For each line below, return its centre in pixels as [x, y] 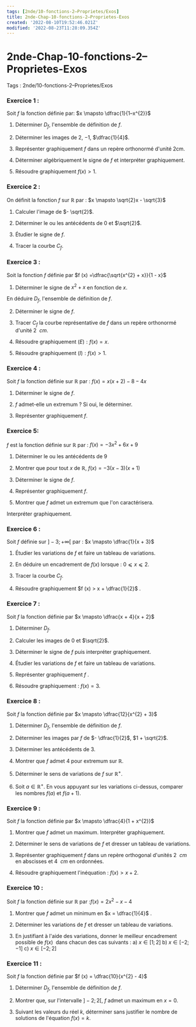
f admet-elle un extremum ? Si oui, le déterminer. [74, 404]
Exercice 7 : [23, 604]
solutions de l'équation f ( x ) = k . [53, 1018]
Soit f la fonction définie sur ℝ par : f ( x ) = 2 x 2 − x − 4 [69, 901]
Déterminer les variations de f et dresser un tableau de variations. [94, 925]
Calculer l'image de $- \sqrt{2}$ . [54, 211]
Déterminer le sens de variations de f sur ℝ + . [69, 773]
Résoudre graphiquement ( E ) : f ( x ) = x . [62, 342]
